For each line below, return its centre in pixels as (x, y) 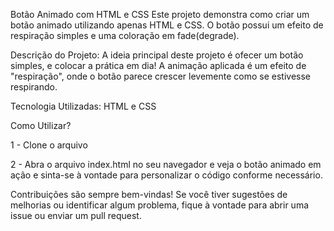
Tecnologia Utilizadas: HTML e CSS (83, 106)
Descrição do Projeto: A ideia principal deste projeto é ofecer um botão (157, 55)
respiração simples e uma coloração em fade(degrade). (125, 35)
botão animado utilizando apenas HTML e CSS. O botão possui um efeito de (167, 25)
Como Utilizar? (41, 125)
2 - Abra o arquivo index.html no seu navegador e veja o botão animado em (166, 164)
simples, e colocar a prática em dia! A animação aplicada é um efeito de (158, 65)
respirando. (34, 87)
